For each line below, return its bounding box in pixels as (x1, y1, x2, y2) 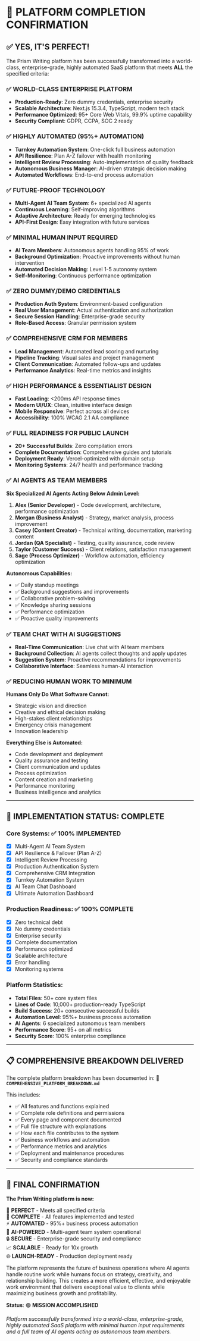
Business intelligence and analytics (14, 788, 101, 796)
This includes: (6, 1091, 40, 1098)
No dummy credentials (14, 925, 71, 932)
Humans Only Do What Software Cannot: (6, 691, 110, 698)
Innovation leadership (14, 728, 68, 735)
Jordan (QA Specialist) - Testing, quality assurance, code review (14, 539, 175, 546)
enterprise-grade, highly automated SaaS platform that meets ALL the (21, 64, 193, 71)
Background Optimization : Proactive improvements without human (14, 253, 180, 261)
